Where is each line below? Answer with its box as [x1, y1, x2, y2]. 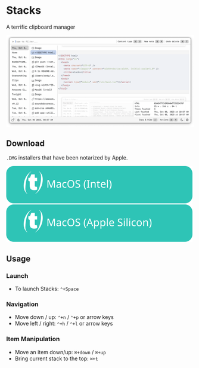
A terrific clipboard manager [6, 23, 76, 30]
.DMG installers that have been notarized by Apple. [6, 154, 128, 161]
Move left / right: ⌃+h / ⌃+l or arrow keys [14, 320, 113, 327]
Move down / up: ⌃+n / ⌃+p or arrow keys [14, 314, 114, 321]
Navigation [6, 300, 39, 308]
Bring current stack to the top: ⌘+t [14, 355, 98, 362]
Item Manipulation [6, 335, 60, 344]
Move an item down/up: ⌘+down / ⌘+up [14, 348, 106, 355]
